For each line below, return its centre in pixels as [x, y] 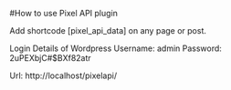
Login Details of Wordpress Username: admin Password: [115, 48]
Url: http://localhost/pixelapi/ [63, 75]
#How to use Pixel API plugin [64, 13]
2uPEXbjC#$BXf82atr [50, 58]
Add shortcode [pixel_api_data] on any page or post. [108, 30]
